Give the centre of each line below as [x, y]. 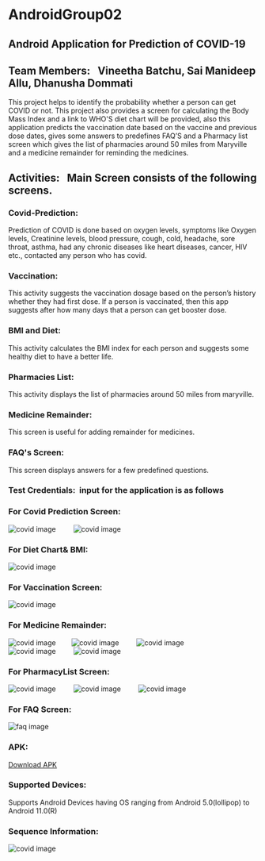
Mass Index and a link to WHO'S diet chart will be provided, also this [119, 119]
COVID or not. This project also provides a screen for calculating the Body [129, 111]
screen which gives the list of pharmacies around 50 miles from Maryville [128, 144]
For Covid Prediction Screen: [64, 512]
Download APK [33, 764]
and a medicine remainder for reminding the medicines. [98, 153]
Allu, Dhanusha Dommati [70, 83]
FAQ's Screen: [36, 452]
